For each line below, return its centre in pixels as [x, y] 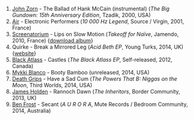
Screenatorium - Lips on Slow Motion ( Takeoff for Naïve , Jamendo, [95, 34]
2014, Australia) [31, 111]
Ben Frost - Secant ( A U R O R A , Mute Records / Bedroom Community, [100, 104]
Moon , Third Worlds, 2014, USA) [52, 85]
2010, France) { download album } [52, 40]
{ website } [24, 53]
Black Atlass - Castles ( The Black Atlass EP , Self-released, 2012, [92, 60]
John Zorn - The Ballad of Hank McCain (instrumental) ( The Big [91, 9]
